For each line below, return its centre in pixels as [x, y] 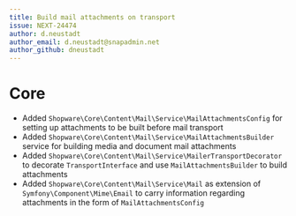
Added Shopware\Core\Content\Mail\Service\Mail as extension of [141, 184]
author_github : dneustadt [57, 50]
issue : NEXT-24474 [43, 26]
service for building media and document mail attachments [129, 146]
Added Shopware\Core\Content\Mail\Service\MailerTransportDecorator [152, 156]
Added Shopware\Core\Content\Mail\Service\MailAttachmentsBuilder [148, 137]
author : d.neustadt [45, 34]
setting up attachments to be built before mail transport [122, 128]
